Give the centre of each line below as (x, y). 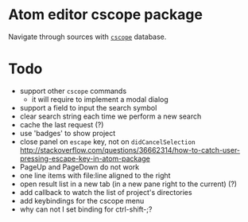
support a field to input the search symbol (88, 107)
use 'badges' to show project (68, 133)
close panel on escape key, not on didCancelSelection (108, 142)
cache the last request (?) (62, 124)
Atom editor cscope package (105, 15)
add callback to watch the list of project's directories (106, 192)
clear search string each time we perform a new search (110, 116)
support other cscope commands (73, 91)
